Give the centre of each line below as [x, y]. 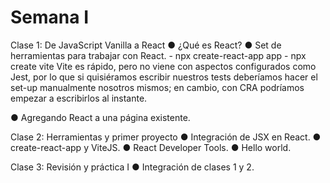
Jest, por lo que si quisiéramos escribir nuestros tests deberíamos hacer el [164, 77]
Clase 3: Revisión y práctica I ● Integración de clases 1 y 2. [132, 167]
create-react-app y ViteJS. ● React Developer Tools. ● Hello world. [151, 147]
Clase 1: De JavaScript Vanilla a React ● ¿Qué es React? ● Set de [146, 45]
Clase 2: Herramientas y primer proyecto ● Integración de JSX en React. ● [166, 137]
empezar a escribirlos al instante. [79, 98]
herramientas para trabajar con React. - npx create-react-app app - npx [158, 55]
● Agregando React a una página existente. [100, 117]
